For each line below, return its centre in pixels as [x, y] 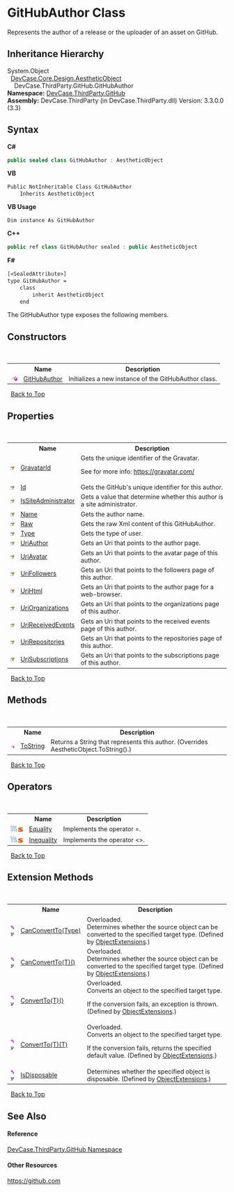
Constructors [37, 337]
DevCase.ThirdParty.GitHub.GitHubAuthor [73, 86]
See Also [27, 1116]
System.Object [28, 70]
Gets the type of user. [112, 534]
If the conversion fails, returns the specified [149, 1048]
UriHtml [32, 591]
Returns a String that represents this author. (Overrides [129, 742]
